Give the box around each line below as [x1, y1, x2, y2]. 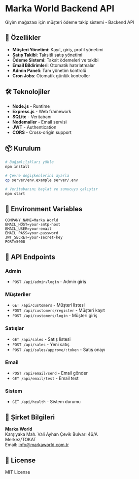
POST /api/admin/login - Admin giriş [12, 279, 86, 285]
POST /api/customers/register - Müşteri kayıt [12, 307, 105, 313]
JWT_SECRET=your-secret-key [5, 235, 63, 240]
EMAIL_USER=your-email [5, 226, 52, 231]
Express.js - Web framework [12, 108, 71, 114]
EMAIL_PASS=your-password [5, 231, 58, 236]
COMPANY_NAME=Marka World [5, 218, 58, 223]
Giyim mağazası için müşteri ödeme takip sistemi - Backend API [5, 19, 135, 25]
